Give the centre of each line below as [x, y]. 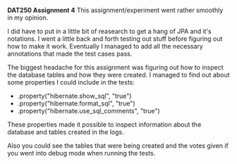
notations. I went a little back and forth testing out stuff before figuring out [115, 39]
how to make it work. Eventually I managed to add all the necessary [105, 46]
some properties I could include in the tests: [71, 82]
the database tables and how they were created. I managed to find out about [119, 75]
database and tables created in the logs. [66, 132]
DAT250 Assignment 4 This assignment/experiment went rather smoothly [115, 10]
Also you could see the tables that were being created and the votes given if [118, 146]
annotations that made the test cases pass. [70, 53]
